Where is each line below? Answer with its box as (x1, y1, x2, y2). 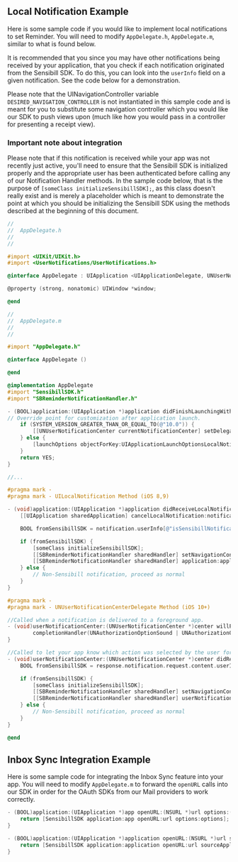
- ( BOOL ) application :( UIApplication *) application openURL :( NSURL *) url (7, 835, 227, 842)
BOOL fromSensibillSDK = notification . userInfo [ (20, 525, 166, 532)
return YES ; (20, 454, 55, 461)
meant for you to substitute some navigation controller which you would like (7, 104, 229, 113)
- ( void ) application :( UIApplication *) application (7, 506, 160, 513)
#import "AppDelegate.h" (7, 344, 81, 351)
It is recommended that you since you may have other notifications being (7, 53, 220, 62)
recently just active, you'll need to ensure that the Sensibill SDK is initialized (7, 161, 228, 170)
